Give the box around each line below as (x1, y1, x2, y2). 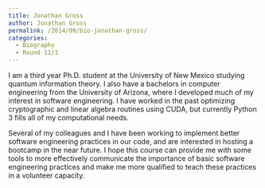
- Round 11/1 (15, 49, 59, 57)
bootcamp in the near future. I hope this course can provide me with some (8, 145, 252, 155)
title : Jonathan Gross (8, 11, 84, 20)
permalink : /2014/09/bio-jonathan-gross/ (8, 26, 148, 34)
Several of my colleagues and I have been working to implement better (8, 128, 240, 138)
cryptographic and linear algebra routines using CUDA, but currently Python (8, 104, 257, 114)
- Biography (15, 41, 56, 49)
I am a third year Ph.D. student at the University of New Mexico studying (8, 71, 245, 80)
